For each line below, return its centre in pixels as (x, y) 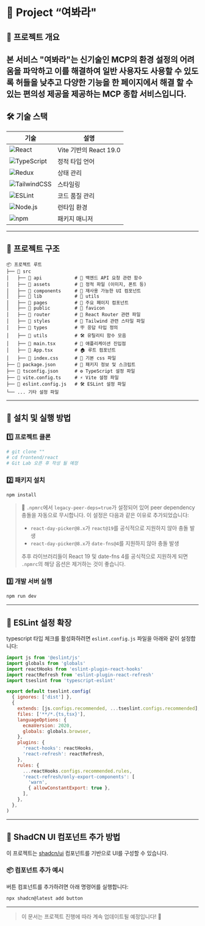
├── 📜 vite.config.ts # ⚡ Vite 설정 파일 (63, 377)
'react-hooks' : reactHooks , (58, 748)
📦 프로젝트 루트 (24, 264)
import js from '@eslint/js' (43, 658)
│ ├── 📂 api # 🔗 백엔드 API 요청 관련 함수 (74, 278)
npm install (21, 495)
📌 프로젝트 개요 (33, 37)
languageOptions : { (42, 720)
